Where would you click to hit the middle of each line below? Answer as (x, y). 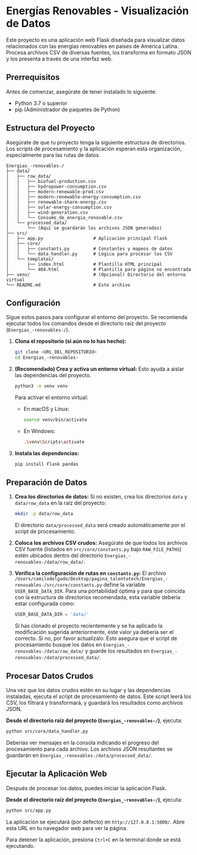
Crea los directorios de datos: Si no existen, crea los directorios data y (101, 497)
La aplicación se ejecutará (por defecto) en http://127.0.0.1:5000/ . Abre (95, 822)
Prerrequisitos (33, 77)
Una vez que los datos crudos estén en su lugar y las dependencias (88, 690)
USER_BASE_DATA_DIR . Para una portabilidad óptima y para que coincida (100, 591)
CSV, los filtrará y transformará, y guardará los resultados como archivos (95, 703)
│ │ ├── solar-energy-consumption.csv (59, 207)
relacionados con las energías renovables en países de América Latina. (92, 46)
